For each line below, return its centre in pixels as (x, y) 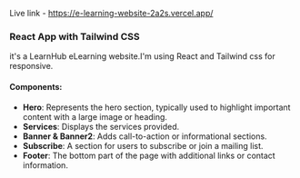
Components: (36, 86)
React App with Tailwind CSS (75, 36)
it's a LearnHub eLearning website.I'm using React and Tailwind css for (142, 56)
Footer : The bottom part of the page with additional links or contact (149, 155)
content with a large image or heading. (95, 116)
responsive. (31, 66)
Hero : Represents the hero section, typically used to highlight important (156, 107)
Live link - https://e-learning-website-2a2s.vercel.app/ (111, 13)
